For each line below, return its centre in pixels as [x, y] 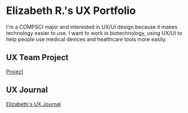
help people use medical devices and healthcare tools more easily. [86, 39]
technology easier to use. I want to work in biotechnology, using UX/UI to [94, 33]
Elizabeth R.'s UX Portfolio [71, 11]
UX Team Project [37, 57]
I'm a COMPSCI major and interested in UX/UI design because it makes [92, 27]
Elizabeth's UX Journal [34, 104]
